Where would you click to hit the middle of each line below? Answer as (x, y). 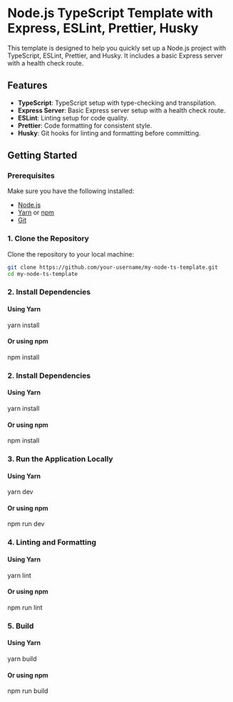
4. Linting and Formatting (52, 542)
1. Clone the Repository (48, 239)
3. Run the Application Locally (60, 459)
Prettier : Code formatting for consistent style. (85, 125)
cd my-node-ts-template (43, 274)
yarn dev (20, 492)
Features (27, 86)
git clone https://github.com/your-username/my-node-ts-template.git (113, 267)
